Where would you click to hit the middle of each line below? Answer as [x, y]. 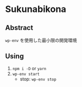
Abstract [19, 28]
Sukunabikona [36, 9]
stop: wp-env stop [38, 79]
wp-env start [26, 74]
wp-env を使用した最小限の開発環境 [41, 40]
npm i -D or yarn [29, 68]
